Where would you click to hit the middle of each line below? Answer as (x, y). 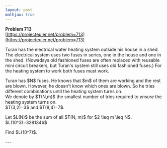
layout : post (19, 10)
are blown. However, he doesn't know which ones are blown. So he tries (80, 86)
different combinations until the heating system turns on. (64, 91)
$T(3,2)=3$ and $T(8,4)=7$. (35, 107)
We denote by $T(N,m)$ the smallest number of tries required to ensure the (83, 97)
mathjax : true (20, 15)
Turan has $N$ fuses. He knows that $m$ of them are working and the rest (83, 81)
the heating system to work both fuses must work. (57, 70)
